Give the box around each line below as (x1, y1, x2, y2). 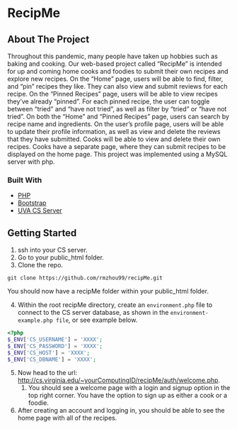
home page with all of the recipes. (17, 413, 117, 423)
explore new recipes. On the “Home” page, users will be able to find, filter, (7, 74, 224, 83)
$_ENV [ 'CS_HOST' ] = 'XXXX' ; (7, 349, 91, 356)
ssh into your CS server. (17, 246, 88, 255)
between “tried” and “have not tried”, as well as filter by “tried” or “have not (7, 105, 227, 113)
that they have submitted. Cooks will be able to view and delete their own (7, 135, 221, 143)
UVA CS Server (17, 206, 62, 215)
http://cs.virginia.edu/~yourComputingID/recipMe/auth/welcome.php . (17, 376, 221, 384)
